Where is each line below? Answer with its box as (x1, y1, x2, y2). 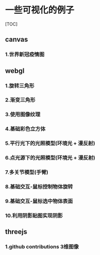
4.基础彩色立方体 (5, 126, 46, 132)
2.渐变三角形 (5, 96, 35, 103)
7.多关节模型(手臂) (5, 169, 48, 176)
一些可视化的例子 (5, 4, 75, 16)
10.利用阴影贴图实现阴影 (5, 212, 63, 219)
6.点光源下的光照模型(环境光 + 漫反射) (5, 155, 96, 161)
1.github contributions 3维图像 (5, 243, 79, 250)
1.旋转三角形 (5, 82, 34, 89)
